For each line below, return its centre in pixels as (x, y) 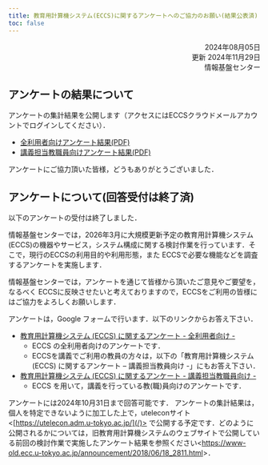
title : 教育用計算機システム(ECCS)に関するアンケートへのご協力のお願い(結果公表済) (133, 16)
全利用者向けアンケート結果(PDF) (75, 142)
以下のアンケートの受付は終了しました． (75, 218)
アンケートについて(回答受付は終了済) (101, 197)
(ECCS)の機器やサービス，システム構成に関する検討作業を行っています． (129, 245)
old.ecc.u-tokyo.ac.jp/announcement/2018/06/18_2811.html (106, 453)
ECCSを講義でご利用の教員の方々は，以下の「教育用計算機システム (143, 356)
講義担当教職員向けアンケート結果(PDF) (85, 152)
